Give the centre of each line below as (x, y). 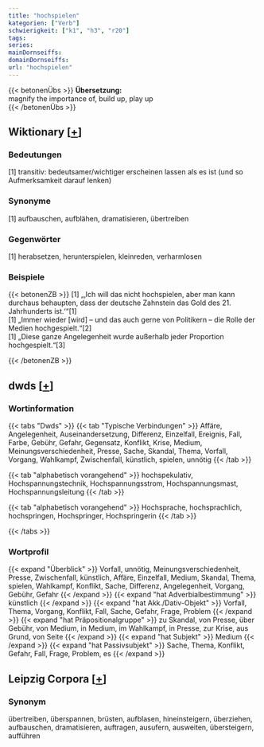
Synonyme (30, 201)
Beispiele (27, 277)
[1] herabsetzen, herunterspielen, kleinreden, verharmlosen (105, 256)
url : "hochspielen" (41, 68)
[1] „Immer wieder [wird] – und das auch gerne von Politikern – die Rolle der (132, 320)
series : (21, 45)
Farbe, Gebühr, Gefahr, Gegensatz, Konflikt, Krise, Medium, (105, 443)
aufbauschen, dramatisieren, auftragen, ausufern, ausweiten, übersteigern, (131, 727)
